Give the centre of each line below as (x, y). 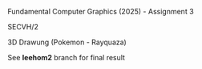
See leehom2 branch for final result (67, 57)
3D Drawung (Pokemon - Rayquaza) (67, 42)
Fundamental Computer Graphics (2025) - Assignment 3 (101, 11)
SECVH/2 (23, 27)
